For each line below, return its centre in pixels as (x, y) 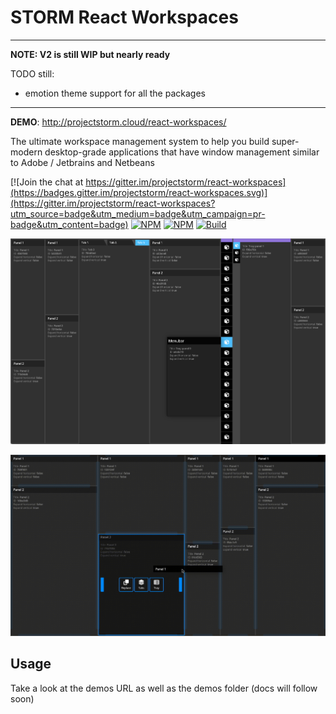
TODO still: (32, 73)
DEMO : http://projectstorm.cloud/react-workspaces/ (118, 122)
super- (285, 141)
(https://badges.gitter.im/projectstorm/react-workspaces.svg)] (139, 192)
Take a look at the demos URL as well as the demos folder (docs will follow (164, 688)
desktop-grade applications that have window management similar (182, 152)
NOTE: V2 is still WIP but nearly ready (90, 54)
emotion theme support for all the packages (115, 93)
